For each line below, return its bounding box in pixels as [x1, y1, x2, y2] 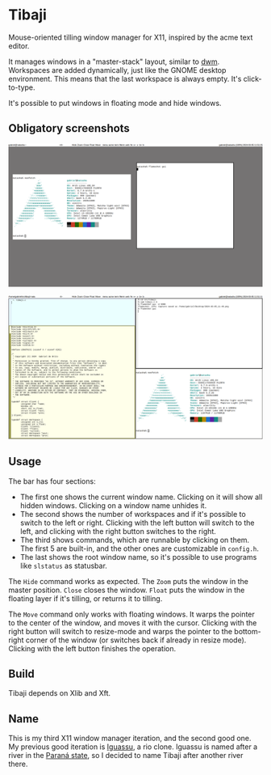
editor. [8, 40, 30, 50]
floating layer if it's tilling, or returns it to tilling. [8, 593, 163, 603]
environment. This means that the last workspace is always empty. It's [8, 74, 242, 83]
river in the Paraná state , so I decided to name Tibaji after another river [8, 751, 244, 760]
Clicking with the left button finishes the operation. [8, 643, 177, 653]
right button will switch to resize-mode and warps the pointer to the [8, 626, 232, 636]
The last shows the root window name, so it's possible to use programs [19, 552, 257, 561]
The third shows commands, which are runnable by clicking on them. [19, 535, 250, 544]
